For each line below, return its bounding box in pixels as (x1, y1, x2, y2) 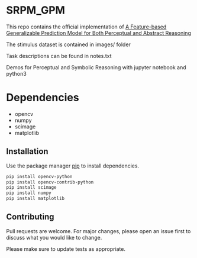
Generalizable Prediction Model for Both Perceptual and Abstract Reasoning (6, 29, 191, 36)
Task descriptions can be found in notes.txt (6, 52, 112, 59)
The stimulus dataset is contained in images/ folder (6, 41, 131, 48)
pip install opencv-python (6, 173, 73, 179)
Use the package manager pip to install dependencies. (6, 162, 140, 169)
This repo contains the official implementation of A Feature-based (6, 23, 167, 30)
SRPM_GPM (6, 4, 65, 17)
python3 (6, 70, 27, 77)
